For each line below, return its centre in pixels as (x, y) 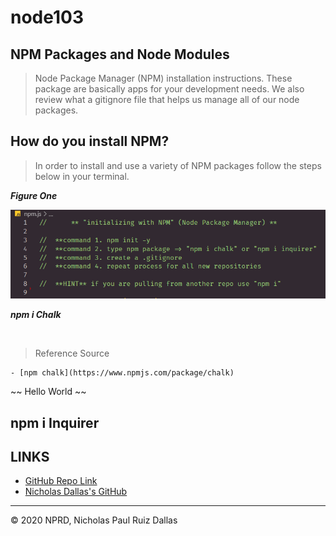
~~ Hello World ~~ (48, 392)
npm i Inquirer (55, 422)
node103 (47, 17)
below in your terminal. (82, 176)
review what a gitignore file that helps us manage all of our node (167, 99)
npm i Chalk (36, 315)
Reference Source (72, 353)
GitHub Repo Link (61, 481)
